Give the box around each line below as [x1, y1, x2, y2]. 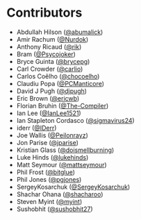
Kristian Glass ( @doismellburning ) [16, 146, 115, 154]
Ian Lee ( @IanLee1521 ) [16, 109, 81, 117]
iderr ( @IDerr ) [16, 124, 57, 132]
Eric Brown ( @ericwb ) [16, 94, 80, 102]
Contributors [6, 5, 83, 21]
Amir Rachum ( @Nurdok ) [16, 35, 89, 43]
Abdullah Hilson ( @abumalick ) [16, 28, 103, 36]
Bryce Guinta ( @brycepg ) [16, 57, 90, 65]
